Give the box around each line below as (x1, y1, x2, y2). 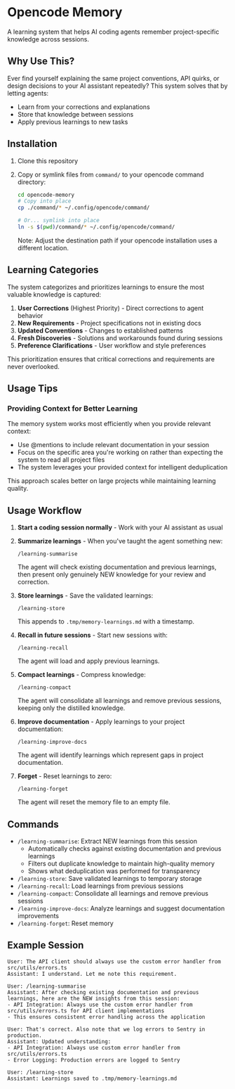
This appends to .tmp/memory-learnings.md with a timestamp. (17, 617, 195, 626)
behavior (17, 311, 43, 320)
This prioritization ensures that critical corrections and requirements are (7, 354, 215, 363)
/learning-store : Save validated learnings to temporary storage (17, 875, 202, 883)
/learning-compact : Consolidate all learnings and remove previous (17, 889, 209, 898)
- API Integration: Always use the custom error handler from (7, 1001, 193, 1008)
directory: (17, 177, 46, 186)
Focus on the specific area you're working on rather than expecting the (17, 448, 223, 457)
